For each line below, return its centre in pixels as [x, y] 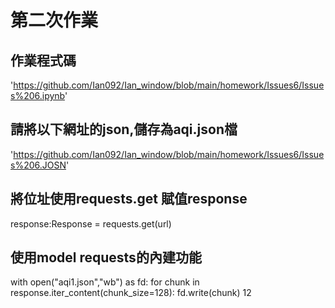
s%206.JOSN [38, 165]
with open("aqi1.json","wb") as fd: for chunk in [105, 282]
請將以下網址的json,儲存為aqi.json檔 [124, 129]
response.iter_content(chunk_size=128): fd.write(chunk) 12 [131, 293]
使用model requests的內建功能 [106, 257]
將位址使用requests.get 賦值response [129, 199]
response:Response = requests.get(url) [91, 223]
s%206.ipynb [37, 95]
